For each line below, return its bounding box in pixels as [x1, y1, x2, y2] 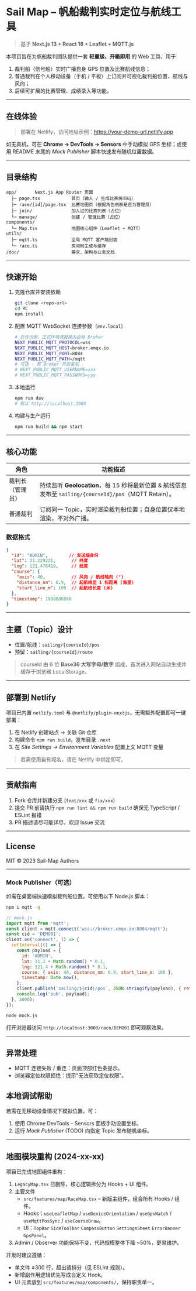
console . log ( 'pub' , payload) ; [16, 991, 90, 997]
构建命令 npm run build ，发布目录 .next [14, 736, 111, 743]
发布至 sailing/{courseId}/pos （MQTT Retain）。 [40, 490, 175, 498]
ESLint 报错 [14, 811, 42, 818]
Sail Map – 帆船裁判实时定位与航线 [6, 5, 171, 19]
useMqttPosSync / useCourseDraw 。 [23, 1217, 104, 1224]
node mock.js [6, 1012, 38, 1018]
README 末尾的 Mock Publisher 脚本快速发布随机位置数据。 [12, 147, 157, 155]
